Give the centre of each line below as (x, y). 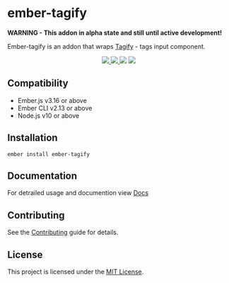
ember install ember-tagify (49, 154)
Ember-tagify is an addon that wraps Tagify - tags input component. (106, 46)
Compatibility (38, 83)
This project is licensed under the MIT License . (76, 272)
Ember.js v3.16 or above (52, 100)
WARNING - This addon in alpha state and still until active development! (115, 33)
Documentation (42, 176)
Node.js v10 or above (48, 116)
